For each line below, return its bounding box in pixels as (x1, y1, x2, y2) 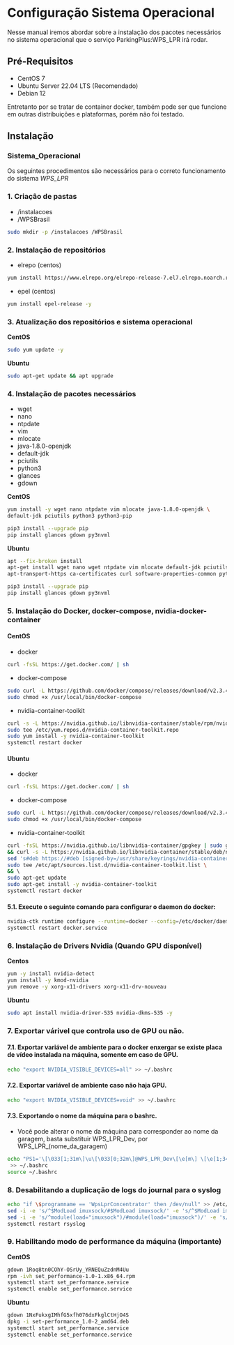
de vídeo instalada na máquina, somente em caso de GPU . (7, 1051, 179, 1059)
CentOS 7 (17, 74, 45, 82)
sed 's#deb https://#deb (7, 855, 79, 862)
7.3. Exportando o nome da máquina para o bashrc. (7, 1111, 157, 1120)
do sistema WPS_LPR (7, 174, 69, 183)
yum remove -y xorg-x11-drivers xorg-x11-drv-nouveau (7, 983, 167, 990)
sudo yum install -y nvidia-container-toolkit (7, 732, 145, 740)
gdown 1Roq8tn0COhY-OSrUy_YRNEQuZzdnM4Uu (7, 1266, 130, 1273)
